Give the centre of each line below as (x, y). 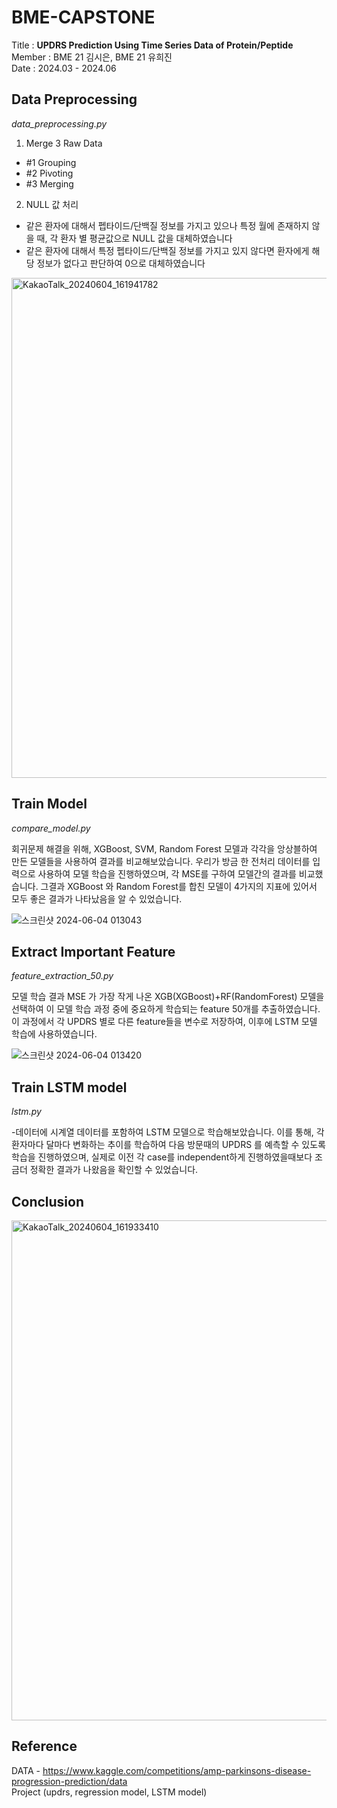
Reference (44, 1746)
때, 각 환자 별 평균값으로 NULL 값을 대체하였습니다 (134, 238)
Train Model (49, 804)
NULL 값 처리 (52, 204)
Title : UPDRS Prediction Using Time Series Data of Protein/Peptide (152, 45)
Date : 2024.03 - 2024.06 (64, 68)
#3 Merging (49, 183)
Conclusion (48, 1201)
